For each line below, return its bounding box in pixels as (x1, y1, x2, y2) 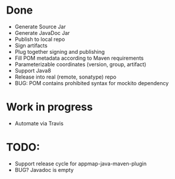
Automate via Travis (14, 119, 64, 127)
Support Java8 (14, 67, 52, 74)
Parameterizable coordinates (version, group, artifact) (14, 60, 147, 68)
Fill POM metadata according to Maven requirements (14, 54, 144, 61)
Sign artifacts (14, 42, 47, 49)
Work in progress (6, 100, 93, 114)
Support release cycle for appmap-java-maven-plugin (14, 160, 147, 167)
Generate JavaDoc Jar (14, 29, 70, 36)
